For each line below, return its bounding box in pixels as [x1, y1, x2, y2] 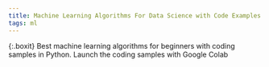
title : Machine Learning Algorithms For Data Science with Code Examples [8, 11, 262, 20]
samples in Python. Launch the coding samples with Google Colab [8, 49, 229, 59]
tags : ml [8, 19, 38, 27]
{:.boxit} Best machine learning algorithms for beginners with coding [8, 41, 235, 50]
